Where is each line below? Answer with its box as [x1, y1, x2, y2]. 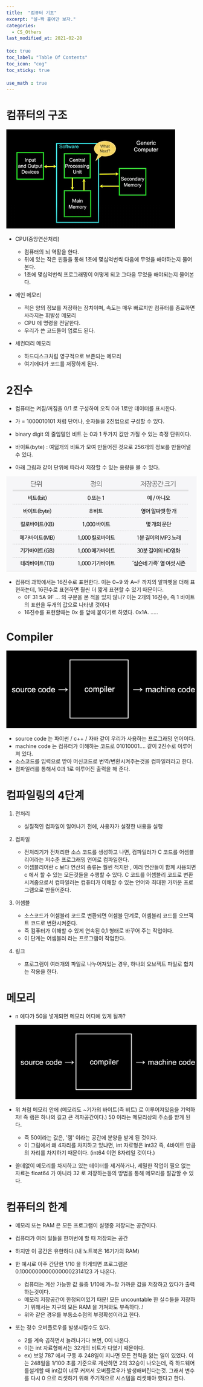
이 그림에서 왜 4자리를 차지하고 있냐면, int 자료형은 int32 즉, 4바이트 [24, 1141, 185, 1149]
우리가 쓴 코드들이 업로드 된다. [24, 327, 95, 334]
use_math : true [6, 80, 47, 86]
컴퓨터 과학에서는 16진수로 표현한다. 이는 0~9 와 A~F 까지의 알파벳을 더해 [14, 579, 189, 586]
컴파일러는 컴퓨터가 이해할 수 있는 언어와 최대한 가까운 [54, 879, 182, 886]
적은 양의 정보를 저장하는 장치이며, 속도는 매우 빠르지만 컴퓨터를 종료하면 [24, 304, 195, 312]
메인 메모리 [14, 291, 42, 299]
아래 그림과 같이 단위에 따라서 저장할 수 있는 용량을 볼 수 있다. [14, 464, 160, 471]
